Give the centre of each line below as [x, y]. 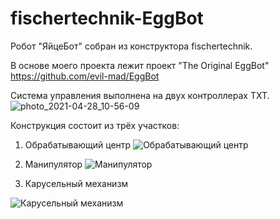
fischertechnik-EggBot [107, 18]
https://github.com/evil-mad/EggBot [85, 76]
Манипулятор [53, 164]
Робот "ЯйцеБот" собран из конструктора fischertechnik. [131, 46]
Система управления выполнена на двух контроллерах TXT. [140, 95]
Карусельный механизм [76, 183]
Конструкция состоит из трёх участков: [95, 125]
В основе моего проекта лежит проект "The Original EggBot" [140, 65]
